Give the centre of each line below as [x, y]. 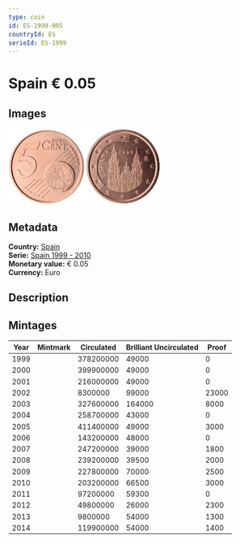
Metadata [33, 227]
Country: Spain [34, 247]
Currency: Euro [34, 273]
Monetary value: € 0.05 [48, 264]
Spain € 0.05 [52, 84]
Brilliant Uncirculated [162, 347]
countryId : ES [32, 34]
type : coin [27, 17]
